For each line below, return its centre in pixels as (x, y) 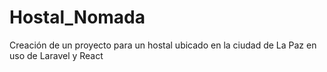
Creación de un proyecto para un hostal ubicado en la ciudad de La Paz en (163, 45)
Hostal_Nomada (77, 17)
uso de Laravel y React (56, 55)
